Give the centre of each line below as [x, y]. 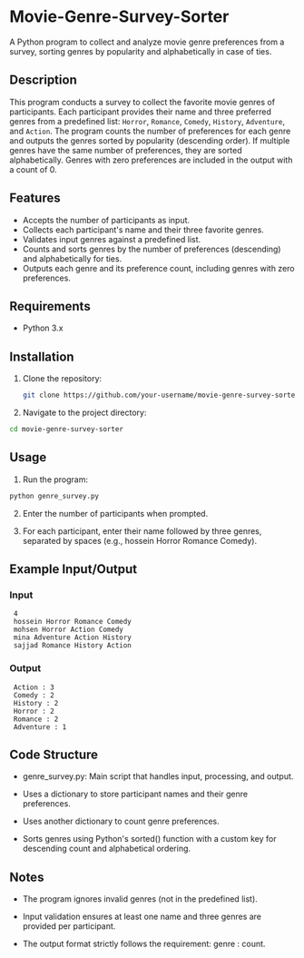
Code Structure [54, 755]
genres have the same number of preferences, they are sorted [126, 150]
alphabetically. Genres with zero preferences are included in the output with [151, 160]
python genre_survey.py [54, 496]
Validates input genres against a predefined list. [112, 239]
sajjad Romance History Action [72, 646]
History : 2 [36, 703]
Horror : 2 [34, 711]
